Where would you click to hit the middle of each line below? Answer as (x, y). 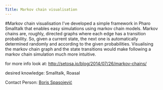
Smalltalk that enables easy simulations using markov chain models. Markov (81, 28)
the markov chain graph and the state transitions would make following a (78, 49)
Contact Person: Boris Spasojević (39, 82)
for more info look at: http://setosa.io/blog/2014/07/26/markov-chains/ (76, 63)
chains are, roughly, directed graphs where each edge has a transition (76, 33)
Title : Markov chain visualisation (41, 9)
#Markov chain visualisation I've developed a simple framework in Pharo (78, 23)
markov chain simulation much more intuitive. (51, 54)
